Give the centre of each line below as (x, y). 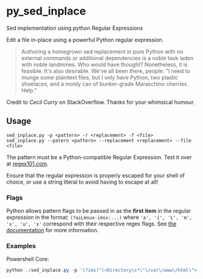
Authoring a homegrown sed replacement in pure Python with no (102, 51)
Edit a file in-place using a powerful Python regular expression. (85, 40)
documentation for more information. (53, 230)
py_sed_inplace (46, 11)
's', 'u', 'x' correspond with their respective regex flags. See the (91, 224)
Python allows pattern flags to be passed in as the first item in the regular (99, 211)
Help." (29, 90)
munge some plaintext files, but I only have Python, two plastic (99, 77)
